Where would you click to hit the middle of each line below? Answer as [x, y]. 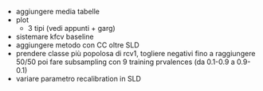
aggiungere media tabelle [58, 11]
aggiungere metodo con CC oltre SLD [77, 45]
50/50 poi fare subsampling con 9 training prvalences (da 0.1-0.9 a [125, 62]
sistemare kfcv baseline [55, 36]
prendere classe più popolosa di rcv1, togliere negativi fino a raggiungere [135, 53]
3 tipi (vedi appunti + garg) [71, 28]
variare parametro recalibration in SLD [79, 79]
